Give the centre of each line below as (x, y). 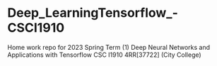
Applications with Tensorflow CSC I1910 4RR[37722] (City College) (104, 55)
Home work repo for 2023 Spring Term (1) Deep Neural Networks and (109, 47)
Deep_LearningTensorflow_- (93, 13)
